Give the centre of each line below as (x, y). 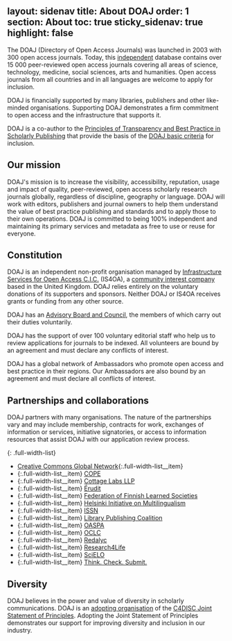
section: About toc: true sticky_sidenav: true (105, 23)
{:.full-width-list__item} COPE (59, 474)
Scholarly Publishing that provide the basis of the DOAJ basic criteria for (110, 135)
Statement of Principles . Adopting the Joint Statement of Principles (103, 616)
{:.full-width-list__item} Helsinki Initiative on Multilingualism (101, 503)
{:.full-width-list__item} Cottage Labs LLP (76, 481)
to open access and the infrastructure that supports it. (84, 115)
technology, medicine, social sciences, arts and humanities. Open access (112, 72)
